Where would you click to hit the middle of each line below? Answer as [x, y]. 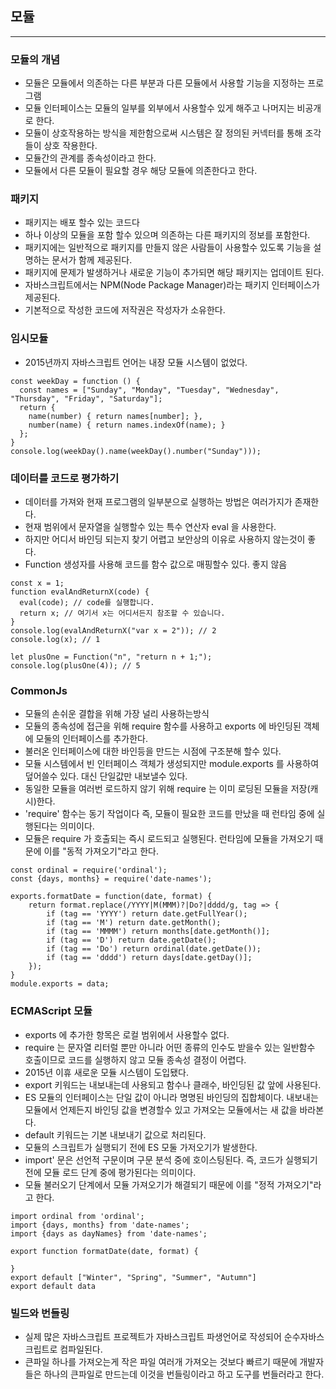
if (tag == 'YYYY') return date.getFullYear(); [147, 914]
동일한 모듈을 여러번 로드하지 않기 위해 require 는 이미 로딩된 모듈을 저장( [167, 789]
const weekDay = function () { [75, 381]
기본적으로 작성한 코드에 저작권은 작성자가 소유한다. [125, 310]
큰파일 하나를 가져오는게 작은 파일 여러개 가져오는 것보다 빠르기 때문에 [161, 1361]
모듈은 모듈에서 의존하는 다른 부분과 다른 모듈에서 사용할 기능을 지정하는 [165, 83]
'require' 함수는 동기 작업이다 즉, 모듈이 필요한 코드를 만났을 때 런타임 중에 [169, 814]
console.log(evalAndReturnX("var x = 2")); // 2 [113, 631]
